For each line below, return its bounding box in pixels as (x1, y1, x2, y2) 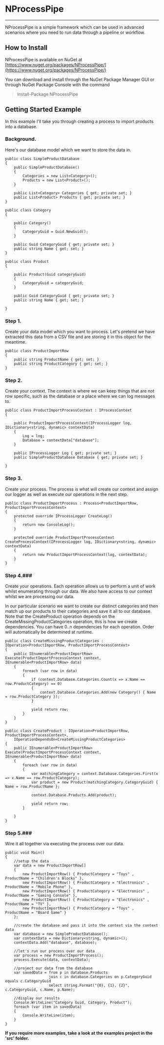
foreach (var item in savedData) (14, 1004, 82, 1009)
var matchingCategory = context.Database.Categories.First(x (31, 771, 159, 776)
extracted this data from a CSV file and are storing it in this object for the (5, 334, 151, 340)
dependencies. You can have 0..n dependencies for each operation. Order (5, 624, 155, 630)
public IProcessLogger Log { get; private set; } (14, 451, 117, 456)
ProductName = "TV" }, (5, 902, 51, 906)
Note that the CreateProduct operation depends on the (5, 613, 115, 620)
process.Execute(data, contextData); (14, 957, 91, 962)
